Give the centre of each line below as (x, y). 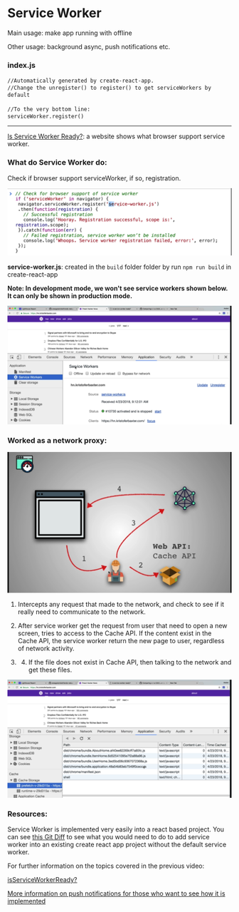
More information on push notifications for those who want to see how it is (116, 893)
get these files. (50, 670)
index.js (21, 65)
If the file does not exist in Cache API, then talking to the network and (130, 662)
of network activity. (46, 649)
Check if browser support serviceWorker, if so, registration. (94, 178)
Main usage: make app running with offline (70, 33)
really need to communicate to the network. (81, 612)
